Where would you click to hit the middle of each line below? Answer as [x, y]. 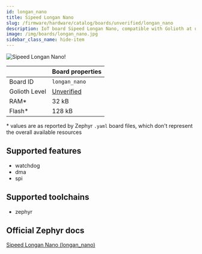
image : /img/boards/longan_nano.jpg [52, 34]
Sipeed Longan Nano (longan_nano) [51, 245]
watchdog [27, 165]
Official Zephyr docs [45, 231]
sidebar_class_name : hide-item [45, 40]
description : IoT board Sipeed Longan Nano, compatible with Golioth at [99, 29]
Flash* [19, 111]
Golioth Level [28, 92]
